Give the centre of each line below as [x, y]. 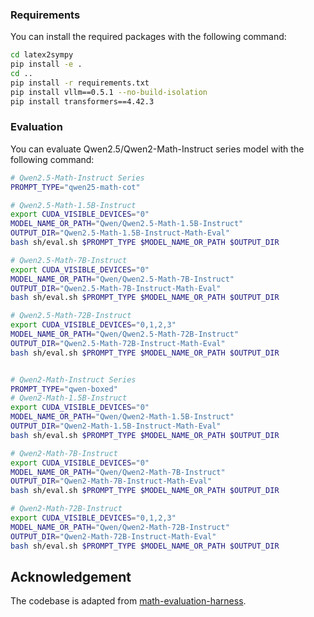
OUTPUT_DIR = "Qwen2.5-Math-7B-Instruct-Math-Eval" [116, 288]
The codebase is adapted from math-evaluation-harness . [128, 601]
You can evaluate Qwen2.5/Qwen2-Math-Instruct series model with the [157, 149]
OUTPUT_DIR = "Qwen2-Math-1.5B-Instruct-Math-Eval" [116, 426]
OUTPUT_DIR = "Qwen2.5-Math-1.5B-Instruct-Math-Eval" [120, 233]
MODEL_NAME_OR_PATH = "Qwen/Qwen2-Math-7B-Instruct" [118, 472]
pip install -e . [46, 64]
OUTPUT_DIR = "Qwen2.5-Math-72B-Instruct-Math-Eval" [118, 343]
